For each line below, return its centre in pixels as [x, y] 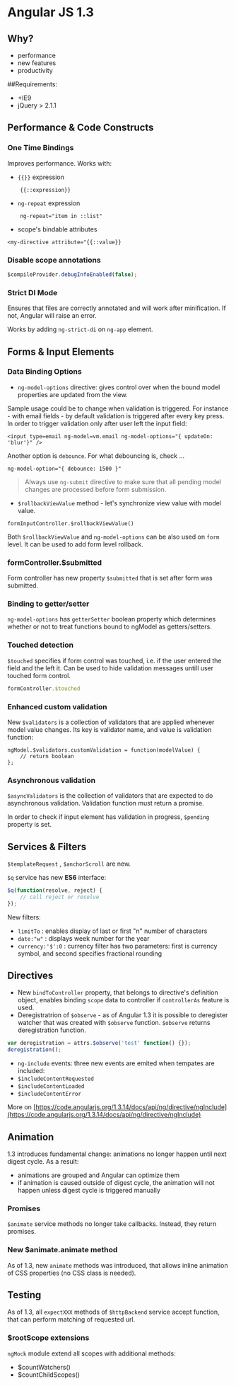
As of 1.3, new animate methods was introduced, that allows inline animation [118, 1265]
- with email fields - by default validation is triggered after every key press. [116, 416]
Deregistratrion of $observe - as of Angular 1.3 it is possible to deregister [123, 1015]
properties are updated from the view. [73, 394]
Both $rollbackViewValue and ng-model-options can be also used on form [113, 537]
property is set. [29, 825]
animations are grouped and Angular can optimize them [99, 1175]
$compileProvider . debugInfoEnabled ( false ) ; [72, 274]
